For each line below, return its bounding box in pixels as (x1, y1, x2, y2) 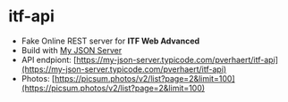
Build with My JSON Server (21, 44, 123, 55)
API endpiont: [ (21, 54, 77, 65)
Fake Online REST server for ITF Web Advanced (21, 35, 200, 46)
